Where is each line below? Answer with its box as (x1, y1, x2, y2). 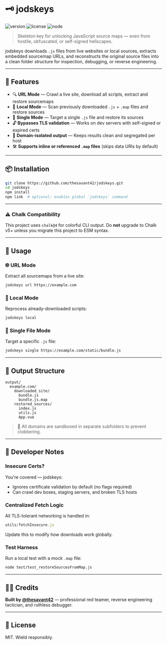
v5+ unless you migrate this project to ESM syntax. (5, 227, 109, 234)
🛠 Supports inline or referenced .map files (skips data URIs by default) (12, 143, 158, 149)
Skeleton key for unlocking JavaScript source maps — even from (17, 33, 151, 39)
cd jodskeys (5, 185, 30, 190)
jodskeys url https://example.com (5, 283, 77, 288)
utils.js (18, 410, 37, 416)
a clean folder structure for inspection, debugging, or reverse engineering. (5, 58, 158, 64)
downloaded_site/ (14, 389, 50, 394)
